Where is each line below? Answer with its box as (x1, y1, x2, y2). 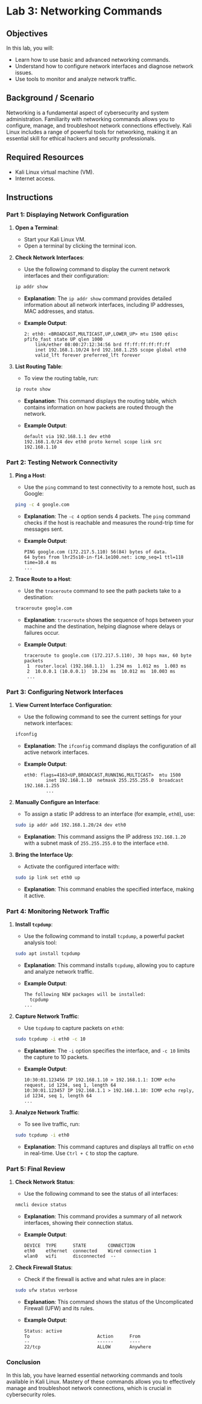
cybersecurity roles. (6, 1391, 56, 1399)
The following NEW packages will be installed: (24, 991, 146, 998)
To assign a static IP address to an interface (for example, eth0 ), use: (24, 810, 195, 818)
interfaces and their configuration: (24, 272, 109, 280)
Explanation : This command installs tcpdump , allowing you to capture (24, 962, 195, 969)
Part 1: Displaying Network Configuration (6, 210, 129, 218)
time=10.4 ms (24, 560, 57, 566)
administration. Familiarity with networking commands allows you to (6, 115, 175, 122)
